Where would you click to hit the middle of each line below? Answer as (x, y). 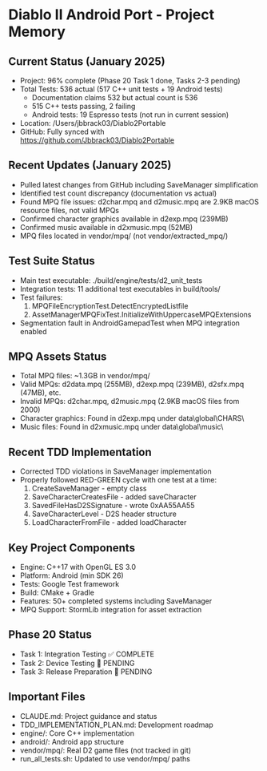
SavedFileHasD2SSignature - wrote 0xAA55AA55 (113, 506)
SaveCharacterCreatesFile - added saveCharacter (114, 497)
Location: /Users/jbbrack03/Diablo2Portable (93, 123)
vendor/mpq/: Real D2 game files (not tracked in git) (106, 750)
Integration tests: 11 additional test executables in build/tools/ (120, 289)
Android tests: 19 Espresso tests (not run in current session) (130, 115)
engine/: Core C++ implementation (77, 733)
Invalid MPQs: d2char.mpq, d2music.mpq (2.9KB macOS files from (130, 402)
